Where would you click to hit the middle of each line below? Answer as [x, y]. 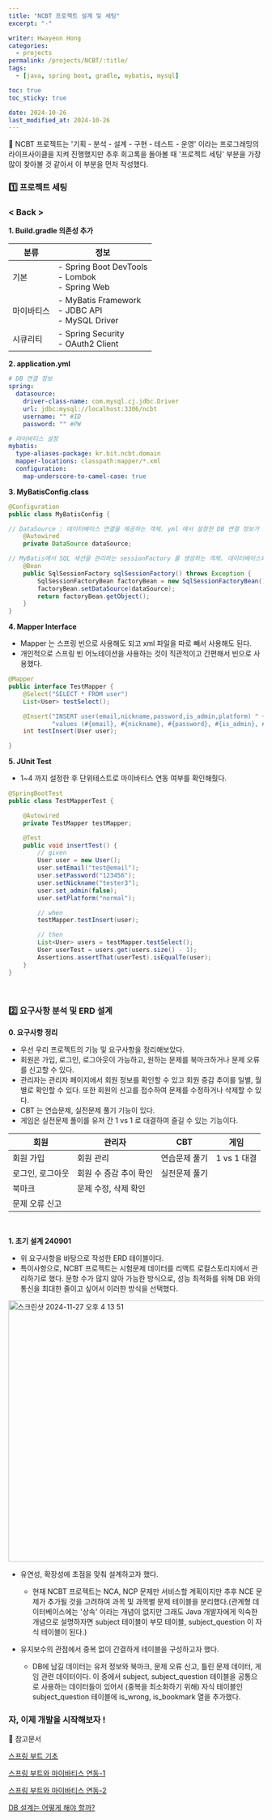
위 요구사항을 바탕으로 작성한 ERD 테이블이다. [92, 1258]
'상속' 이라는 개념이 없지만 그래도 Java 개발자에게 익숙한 [169, 1611]
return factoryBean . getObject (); [94, 596]
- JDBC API [80, 310]
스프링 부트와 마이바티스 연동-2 [57, 1791]
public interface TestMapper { [61, 687]
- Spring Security [91, 334]
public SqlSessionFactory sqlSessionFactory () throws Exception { [137, 573]
